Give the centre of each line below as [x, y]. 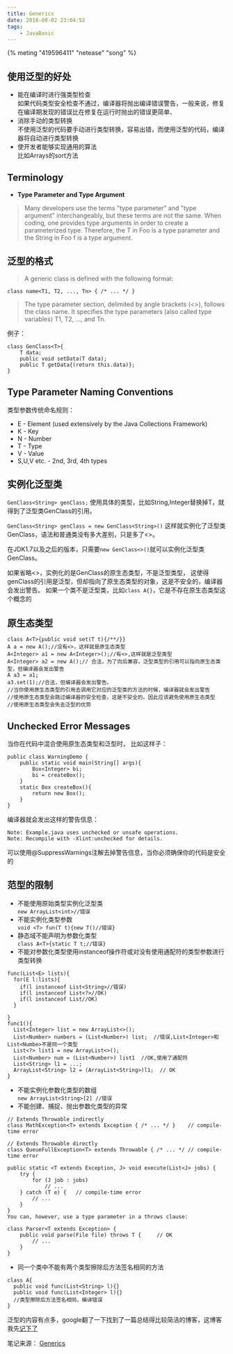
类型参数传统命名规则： [41, 410]
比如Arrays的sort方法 [48, 156]
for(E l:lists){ [37, 979]
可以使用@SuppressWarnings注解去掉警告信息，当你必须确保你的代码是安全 [116, 852]
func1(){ [20, 1023]
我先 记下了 [23, 1328]
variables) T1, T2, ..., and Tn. [65, 319]
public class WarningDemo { [48, 757]
